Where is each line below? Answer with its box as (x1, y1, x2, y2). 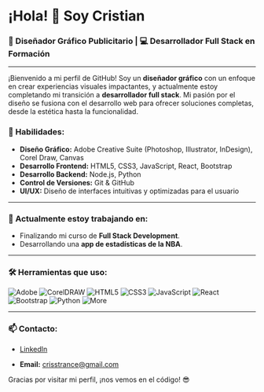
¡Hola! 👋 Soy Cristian (8, 7, 145, 25)
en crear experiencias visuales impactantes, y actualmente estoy (8, 82, 218, 91)
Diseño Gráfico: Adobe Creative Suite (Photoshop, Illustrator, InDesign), (19, 145, 253, 154)
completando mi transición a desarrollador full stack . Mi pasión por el (8, 90, 236, 100)
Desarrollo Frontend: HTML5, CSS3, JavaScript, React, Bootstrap (19, 161, 233, 170)
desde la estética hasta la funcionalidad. (8, 107, 139, 116)
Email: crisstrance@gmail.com (19, 359, 119, 368)
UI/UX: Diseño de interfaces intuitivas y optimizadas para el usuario (19, 186, 240, 196)
